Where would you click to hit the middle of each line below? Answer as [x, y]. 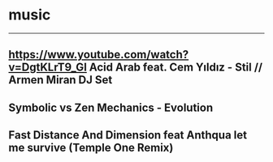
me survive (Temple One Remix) [91, 148]
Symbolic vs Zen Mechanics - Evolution [111, 107]
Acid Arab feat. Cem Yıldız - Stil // [175, 68]
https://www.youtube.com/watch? [99, 55]
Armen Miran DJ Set [61, 80]
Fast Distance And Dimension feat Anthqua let [128, 135]
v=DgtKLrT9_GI [48, 68]
